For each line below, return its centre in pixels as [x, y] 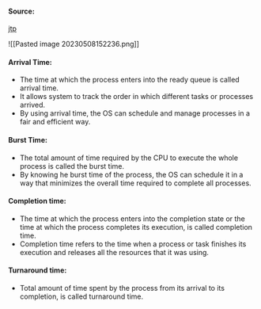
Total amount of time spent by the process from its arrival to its [122, 288]
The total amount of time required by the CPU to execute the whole [129, 158]
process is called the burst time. [72, 166]
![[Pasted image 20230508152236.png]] [74, 44]
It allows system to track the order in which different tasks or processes [136, 97]
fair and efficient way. [55, 122]
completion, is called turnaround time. [81, 296]
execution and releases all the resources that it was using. [114, 252]
